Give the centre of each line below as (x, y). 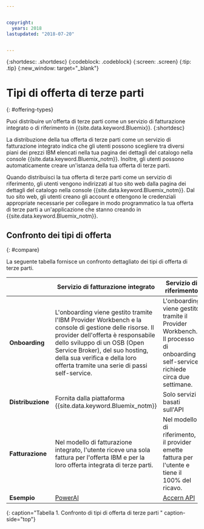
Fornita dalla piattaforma (90, 398)
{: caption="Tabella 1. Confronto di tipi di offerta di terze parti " (84, 513)
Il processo (179, 339)
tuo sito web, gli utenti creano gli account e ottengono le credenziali (91, 197)
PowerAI (67, 498)
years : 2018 (27, 28)
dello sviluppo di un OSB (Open (100, 343)
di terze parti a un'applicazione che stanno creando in (74, 210)
